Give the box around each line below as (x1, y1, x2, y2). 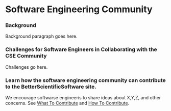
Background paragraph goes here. (5, 33, 78, 39)
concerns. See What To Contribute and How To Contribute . (5, 100, 130, 106)
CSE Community (5, 52, 47, 60)
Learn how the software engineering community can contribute (5, 76, 166, 84)
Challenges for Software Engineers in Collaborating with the (5, 46, 157, 53)
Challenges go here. (5, 64, 48, 70)
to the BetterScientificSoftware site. (5, 83, 96, 90)
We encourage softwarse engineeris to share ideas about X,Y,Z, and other (5, 95, 161, 101)
